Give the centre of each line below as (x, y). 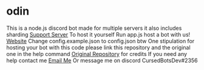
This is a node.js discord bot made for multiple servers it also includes (94, 28)
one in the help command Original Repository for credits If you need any (97, 54)
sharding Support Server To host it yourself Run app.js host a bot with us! (98, 34)
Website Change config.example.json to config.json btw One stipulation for (100, 41)
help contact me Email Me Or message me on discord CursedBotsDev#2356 (102, 60)
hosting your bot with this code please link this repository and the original (98, 47)
